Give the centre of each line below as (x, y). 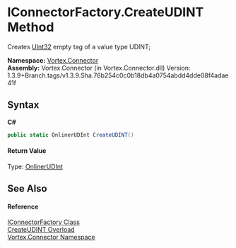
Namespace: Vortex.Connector (53, 60)
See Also (27, 188)
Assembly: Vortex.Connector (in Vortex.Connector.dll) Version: (99, 68)
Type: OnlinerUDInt (35, 166)
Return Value (27, 151)
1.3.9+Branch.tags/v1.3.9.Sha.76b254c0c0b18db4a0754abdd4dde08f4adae (118, 75)
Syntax (23, 105)
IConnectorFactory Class (43, 222)
